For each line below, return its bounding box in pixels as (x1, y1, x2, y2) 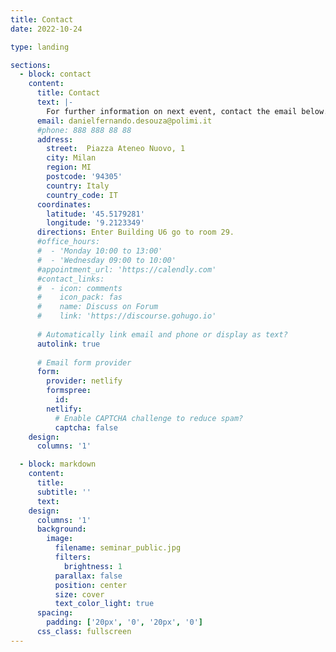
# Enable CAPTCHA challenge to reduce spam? (54, 413, 244, 423)
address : (36, 134, 74, 145)
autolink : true (36, 339, 101, 349)
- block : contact (19, 69, 92, 80)
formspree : (46, 386, 92, 396)
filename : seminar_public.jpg (54, 543, 182, 553)
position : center (54, 580, 128, 590)
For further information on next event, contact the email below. (46, 106, 329, 116)
